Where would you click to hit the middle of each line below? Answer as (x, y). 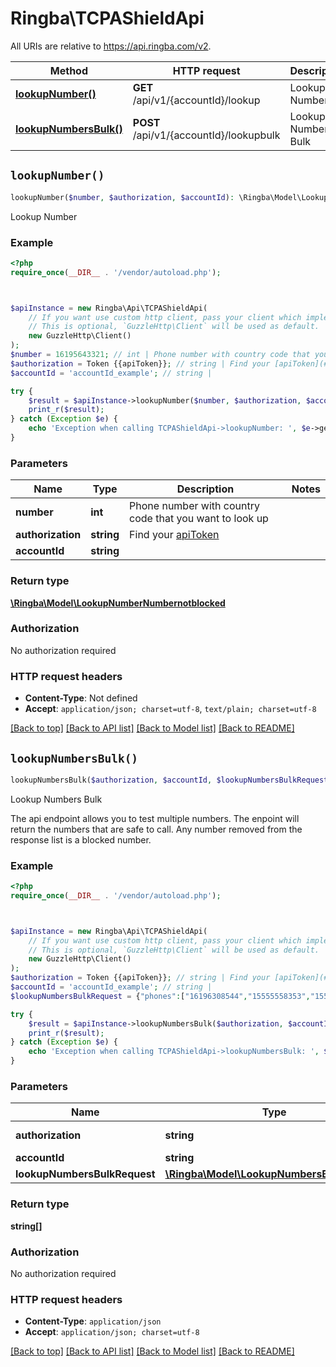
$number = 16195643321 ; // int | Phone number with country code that (160, 355)
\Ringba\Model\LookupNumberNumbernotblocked (118, 603)
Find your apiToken (174, 535)
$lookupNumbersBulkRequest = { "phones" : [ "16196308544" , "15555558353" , (160, 996)
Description (205, 489)
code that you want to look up (199, 519)
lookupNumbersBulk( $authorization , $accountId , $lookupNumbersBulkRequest (169, 780)
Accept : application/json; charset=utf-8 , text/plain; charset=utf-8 (170, 709)
